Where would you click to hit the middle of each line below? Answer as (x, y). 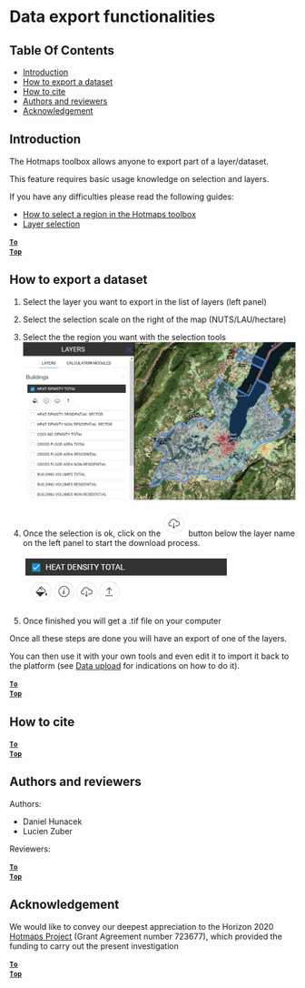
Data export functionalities (113, 17)
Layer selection (51, 224)
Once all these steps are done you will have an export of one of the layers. (148, 639)
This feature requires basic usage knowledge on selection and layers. (139, 178)
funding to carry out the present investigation (94, 946)
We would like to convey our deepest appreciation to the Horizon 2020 (142, 926)
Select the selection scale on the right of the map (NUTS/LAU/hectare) (154, 319)
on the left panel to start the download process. (111, 543)
